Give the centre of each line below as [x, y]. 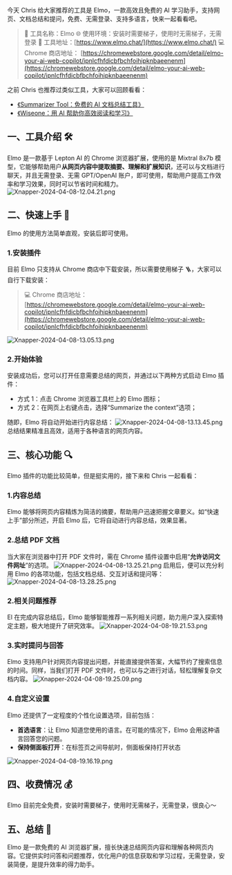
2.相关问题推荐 [32, 600]
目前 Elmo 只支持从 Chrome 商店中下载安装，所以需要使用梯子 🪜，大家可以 [115, 269]
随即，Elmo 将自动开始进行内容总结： [60, 422]
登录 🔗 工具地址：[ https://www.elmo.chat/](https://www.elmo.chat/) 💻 [124, 42]
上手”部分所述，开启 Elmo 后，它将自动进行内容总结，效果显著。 [99, 520]
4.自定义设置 [28, 699]
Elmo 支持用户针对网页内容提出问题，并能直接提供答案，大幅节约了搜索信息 [115, 662]
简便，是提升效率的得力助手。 [55, 865]
